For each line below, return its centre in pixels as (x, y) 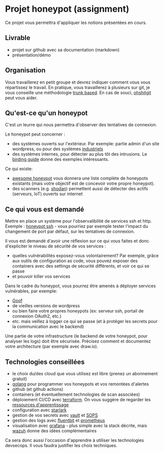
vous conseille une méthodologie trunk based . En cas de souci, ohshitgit (78, 92)
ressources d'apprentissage (40, 405)
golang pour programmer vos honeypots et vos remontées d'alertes (81, 384)
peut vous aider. (21, 98)
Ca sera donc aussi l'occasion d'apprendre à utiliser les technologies (75, 440)
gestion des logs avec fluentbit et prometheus (59, 420)
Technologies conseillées (45, 362)
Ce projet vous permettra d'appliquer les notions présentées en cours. (76, 23)
